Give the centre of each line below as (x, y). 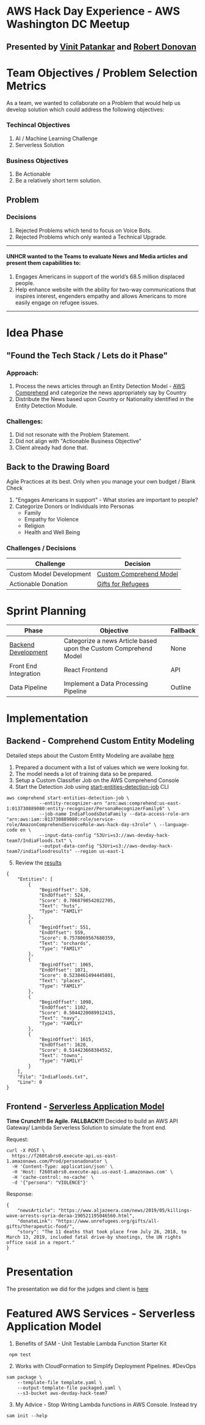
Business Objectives (38, 161)
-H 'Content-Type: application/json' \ (63, 1167)
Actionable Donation (39, 584)
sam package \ (24, 1377)
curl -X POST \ (26, 1151)
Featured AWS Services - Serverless (101, 1314)
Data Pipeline (28, 687)
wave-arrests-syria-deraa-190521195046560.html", (71, 1216)
